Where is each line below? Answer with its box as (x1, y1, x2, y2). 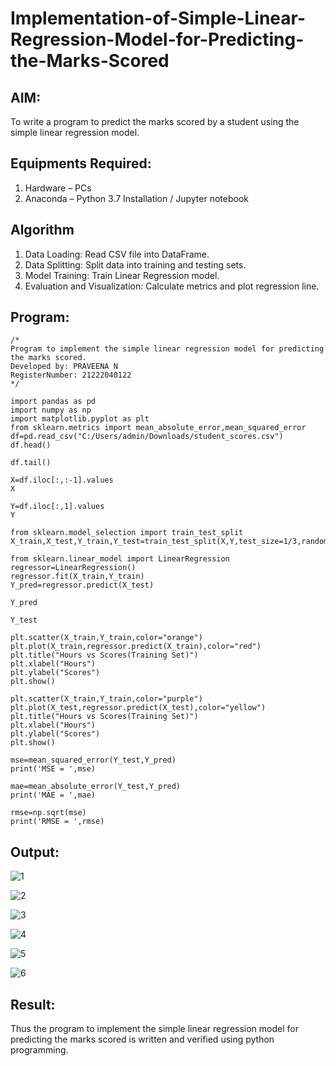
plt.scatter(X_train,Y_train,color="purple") (10, 694, 203, 704)
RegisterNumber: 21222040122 (10, 370, 132, 381)
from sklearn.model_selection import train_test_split (10, 528, 244, 538)
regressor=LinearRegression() (10, 563, 137, 573)
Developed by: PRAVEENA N (10, 362, 118, 372)
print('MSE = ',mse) (10, 764, 97, 774)
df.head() (10, 440, 52, 451)
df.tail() (10, 458, 52, 468)
